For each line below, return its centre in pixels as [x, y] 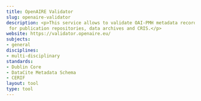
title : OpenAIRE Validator [40, 12]
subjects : [19, 39]
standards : [20, 61]
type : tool [20, 89]
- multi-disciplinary [33, 56]
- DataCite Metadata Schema [41, 72]
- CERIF [16, 78]
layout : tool [22, 84]
